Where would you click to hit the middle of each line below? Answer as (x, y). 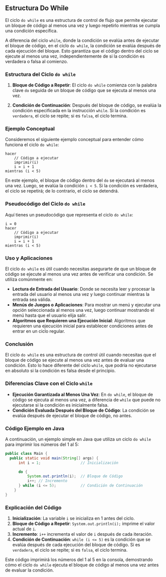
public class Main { (27, 453)
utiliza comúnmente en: (29, 279)
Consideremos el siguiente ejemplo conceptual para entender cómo (74, 140)
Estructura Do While (37, 8)
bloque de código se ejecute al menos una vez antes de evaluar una (75, 360)
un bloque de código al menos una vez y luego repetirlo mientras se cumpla (83, 25)
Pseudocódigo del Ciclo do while (45, 204)
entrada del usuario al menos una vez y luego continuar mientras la (81, 294)
